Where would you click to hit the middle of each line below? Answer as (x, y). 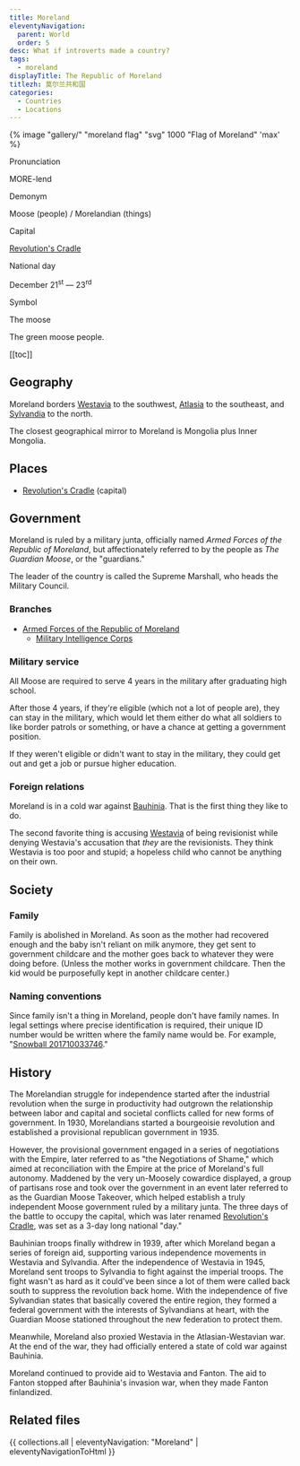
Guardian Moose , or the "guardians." (77, 559)
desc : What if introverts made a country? (90, 51)
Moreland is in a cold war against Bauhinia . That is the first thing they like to (149, 806)
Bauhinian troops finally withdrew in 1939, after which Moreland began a (142, 1244)
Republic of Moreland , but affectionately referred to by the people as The (144, 550)
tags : (19, 59)
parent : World (43, 34)
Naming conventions (56, 996)
